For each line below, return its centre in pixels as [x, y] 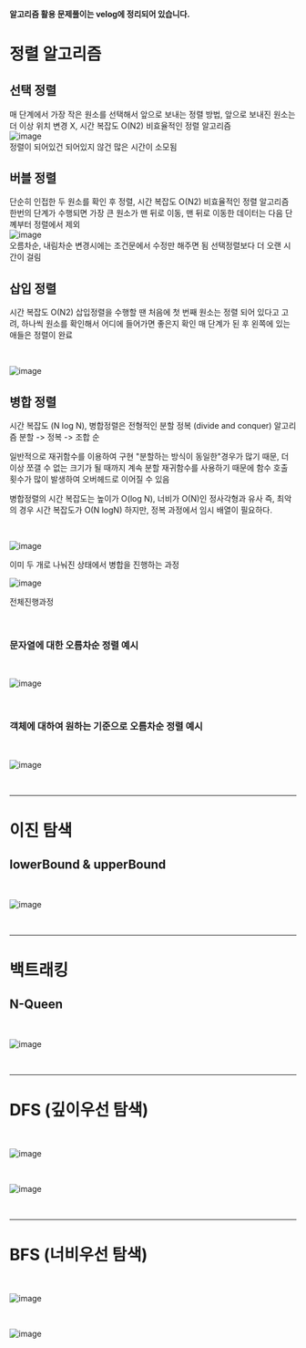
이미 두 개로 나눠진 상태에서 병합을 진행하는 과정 [95, 565]
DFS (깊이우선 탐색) [79, 1110]
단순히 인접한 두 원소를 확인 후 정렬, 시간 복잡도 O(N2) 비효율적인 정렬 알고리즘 [149, 202]
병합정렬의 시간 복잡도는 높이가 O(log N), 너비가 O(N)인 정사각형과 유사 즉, [142, 499]
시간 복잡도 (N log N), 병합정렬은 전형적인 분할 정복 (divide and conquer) [141, 426]
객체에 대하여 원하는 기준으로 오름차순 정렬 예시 [106, 727]
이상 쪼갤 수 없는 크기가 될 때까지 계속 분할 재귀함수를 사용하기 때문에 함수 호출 [149, 468]
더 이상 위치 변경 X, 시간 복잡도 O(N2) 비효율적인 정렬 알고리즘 [121, 125]
